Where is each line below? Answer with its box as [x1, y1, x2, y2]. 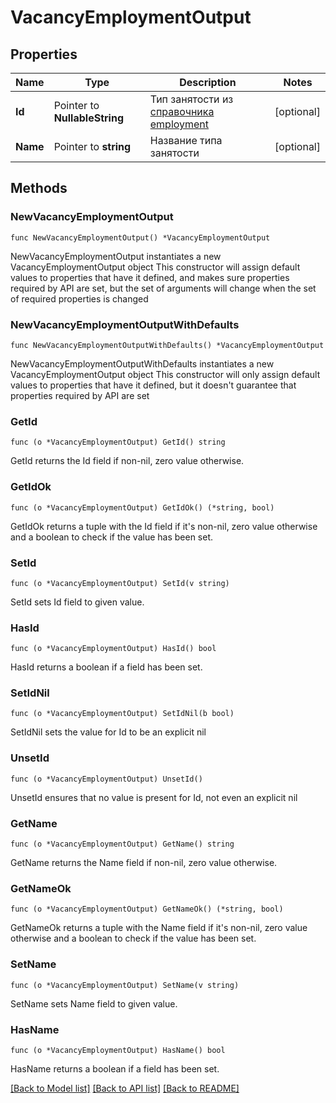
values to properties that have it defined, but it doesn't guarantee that [10, 379, 297, 391]
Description [179, 76, 237, 89]
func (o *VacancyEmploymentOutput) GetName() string [10, 839, 235, 850]
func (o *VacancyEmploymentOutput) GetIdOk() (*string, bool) [10, 502, 275, 513]
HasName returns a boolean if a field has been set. [10, 1062, 220, 1075]
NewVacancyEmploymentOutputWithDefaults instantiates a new [10, 357, 275, 370]
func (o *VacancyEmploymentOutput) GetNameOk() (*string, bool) [10, 904, 284, 915]
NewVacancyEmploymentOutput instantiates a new [10, 250, 222, 262]
